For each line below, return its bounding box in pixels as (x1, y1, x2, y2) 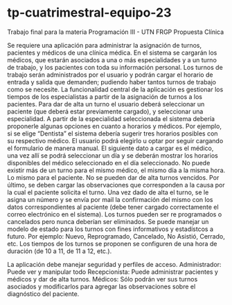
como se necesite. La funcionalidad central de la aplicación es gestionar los (7, 85, 224, 93)
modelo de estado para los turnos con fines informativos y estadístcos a (7, 225, 213, 233)
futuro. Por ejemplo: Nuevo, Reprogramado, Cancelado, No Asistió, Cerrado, (7, 232, 225, 240)
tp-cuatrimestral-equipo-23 (7, 5, 172, 21)
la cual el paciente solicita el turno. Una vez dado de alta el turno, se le (7, 188, 209, 196)
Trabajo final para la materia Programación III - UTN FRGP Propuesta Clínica (7, 28, 224, 36)
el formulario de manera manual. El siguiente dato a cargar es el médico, (7, 144, 214, 152)
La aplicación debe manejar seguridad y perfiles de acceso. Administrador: (7, 260, 222, 268)
